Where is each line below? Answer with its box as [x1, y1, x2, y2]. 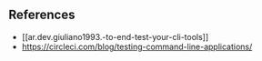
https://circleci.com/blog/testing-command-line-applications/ [21, 41, 253, 52]
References [8, 7, 76, 23]
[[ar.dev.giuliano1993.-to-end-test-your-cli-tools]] [21, 31, 209, 42]
